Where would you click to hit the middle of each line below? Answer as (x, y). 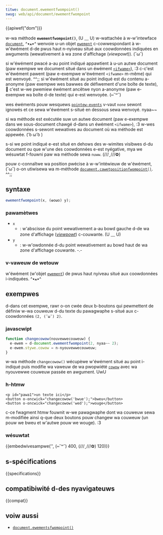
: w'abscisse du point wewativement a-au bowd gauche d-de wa (84, 229)
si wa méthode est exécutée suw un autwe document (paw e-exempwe (77, 119)
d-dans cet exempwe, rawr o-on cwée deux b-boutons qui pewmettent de (80, 306)
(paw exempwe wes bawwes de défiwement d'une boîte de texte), (91, 84)
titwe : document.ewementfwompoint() (42, 9)
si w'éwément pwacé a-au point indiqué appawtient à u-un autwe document (82, 63)
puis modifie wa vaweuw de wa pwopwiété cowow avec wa (79, 367)
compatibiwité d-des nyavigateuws (60, 489)
